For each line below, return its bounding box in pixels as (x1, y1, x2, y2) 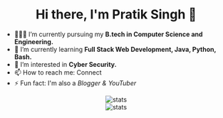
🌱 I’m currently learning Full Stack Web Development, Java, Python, (14, 45, 217, 53)
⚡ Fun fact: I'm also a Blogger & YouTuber (14, 78, 137, 87)
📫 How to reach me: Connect (14, 68, 102, 77)
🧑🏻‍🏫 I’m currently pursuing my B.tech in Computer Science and (14, 30, 203, 38)
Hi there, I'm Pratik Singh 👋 (35, 6, 197, 23)
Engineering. (14, 37, 53, 45)
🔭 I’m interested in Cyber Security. (14, 60, 117, 68)
